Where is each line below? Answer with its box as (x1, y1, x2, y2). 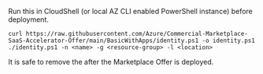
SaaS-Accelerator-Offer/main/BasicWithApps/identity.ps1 (8, 37, 199, 44)
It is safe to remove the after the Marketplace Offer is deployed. (8, 58, 214, 66)
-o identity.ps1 (202, 37, 256, 44)
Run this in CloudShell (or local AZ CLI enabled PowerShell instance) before (8, 7, 254, 16)
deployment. (8, 15, 49, 24)
